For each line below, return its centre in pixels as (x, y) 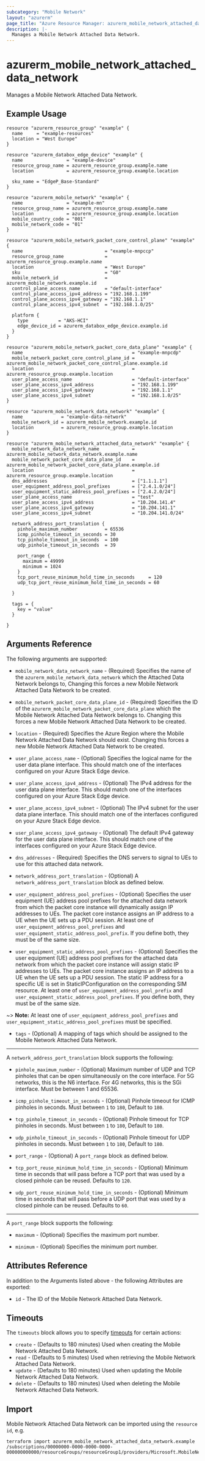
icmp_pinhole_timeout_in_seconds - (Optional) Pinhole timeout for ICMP (105, 1100)
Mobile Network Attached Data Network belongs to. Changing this (98, 715)
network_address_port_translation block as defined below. (89, 882)
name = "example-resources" (53, 133)
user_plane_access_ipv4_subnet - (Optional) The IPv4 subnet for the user (107, 808)
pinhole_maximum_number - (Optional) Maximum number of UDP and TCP (105, 1069)
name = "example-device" (64, 160)
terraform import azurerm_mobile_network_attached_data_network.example (101, 1442)
